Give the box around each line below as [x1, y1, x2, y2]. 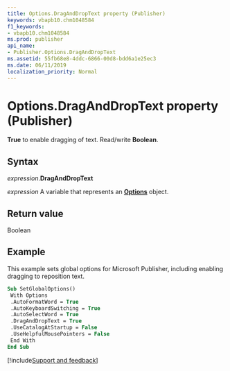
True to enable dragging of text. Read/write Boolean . [7, 136, 159, 144]
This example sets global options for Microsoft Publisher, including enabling [7, 264, 224, 273]
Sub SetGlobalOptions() [7, 285, 76, 292]
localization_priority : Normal [7, 68, 98, 75]
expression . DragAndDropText [7, 174, 94, 182]
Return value [7, 207, 64, 219]
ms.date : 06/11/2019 [7, 62, 67, 69]
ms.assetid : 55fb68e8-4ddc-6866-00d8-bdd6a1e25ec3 [7, 55, 157, 62]
